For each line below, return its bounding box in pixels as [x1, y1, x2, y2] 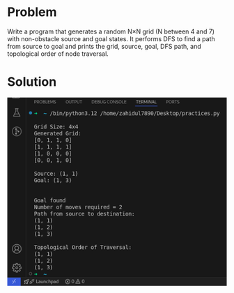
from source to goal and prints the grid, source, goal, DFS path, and [7, 42, 201, 50]
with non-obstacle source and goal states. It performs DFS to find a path [7, 34, 215, 43]
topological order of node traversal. [7, 50, 109, 58]
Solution [7, 74, 57, 90]
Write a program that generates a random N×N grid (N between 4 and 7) [7, 27, 214, 36]
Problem [7, 4, 57, 20]
